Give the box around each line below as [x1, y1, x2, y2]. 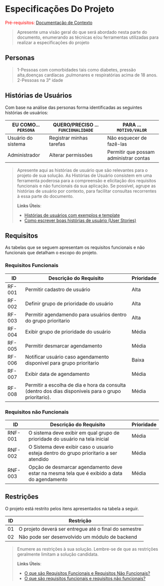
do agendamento [28, 476, 68, 483]
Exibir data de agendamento [25, 370, 90, 377]
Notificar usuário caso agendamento [25, 353, 109, 360]
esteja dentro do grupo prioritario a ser [28, 449, 117, 456]
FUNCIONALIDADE [58, 127, 94, 133]
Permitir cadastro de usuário [25, 286, 90, 293]
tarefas [49, 141, 65, 147]
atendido [28, 456, 49, 463]
